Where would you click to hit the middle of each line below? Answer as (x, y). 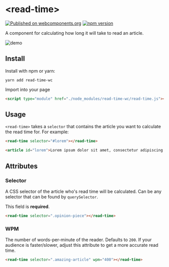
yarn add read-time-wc (29, 80)
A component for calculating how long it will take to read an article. (74, 33)
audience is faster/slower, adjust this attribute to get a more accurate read (82, 245)
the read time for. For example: (37, 132)
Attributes (21, 166)
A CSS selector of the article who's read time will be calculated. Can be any (83, 191)
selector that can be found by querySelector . (52, 197)
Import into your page (28, 89)
